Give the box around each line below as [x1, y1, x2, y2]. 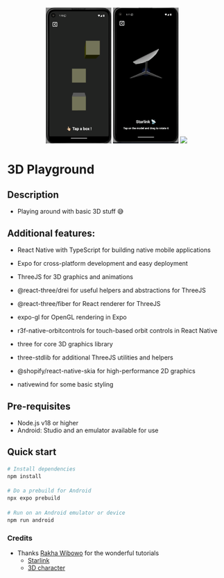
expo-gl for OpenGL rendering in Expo [17, 313, 127, 321]
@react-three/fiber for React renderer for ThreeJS [17, 300, 161, 308]
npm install [7, 473, 42, 479]
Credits [7, 533, 33, 543]
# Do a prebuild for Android [7, 487, 92, 495]
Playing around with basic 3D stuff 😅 [17, 207, 124, 216]
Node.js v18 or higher [17, 419, 78, 427]
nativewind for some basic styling [17, 380, 114, 389]
